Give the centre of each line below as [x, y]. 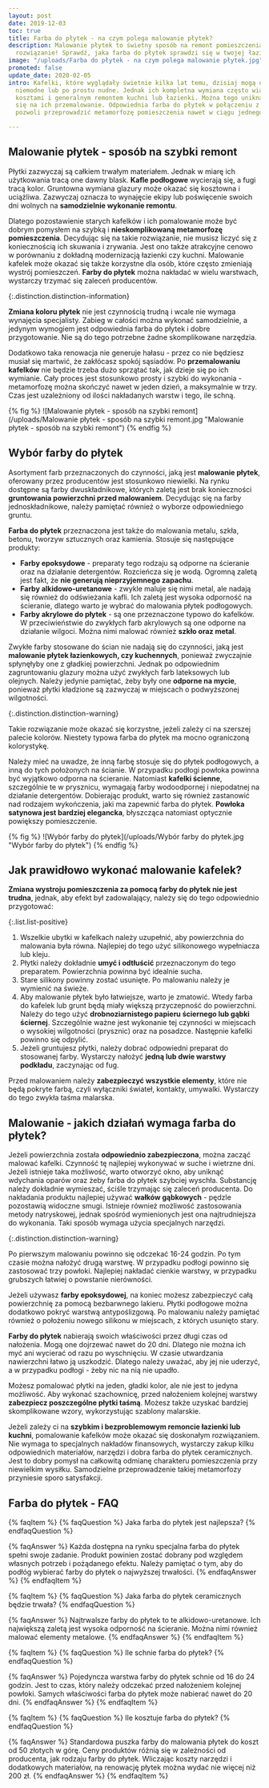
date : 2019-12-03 [37, 23]
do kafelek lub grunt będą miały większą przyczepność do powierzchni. [138, 1006]
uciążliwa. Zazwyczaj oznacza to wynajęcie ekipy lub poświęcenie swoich [130, 196]
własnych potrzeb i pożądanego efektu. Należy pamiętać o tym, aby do [126, 1564]
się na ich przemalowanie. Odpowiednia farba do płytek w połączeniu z [138, 105]
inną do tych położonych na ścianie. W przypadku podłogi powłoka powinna [134, 769]
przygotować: [31, 906]
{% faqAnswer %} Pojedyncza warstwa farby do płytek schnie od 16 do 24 [132, 1677]
